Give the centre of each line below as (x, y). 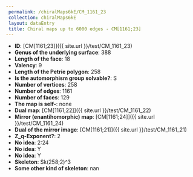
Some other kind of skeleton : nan (57, 169)
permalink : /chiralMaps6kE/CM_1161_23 (57, 12)
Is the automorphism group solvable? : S (66, 78)
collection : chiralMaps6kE (42, 18)
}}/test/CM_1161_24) (39, 123)
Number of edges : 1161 (43, 91)
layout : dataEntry (31, 23)
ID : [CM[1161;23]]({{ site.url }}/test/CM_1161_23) (73, 46)
